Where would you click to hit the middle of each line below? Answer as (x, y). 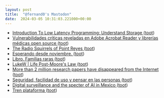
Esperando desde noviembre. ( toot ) (48, 54)
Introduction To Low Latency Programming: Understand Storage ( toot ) (83, 33)
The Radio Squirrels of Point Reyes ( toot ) (53, 49)
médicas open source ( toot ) (40, 43)
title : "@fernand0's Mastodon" (38, 14)
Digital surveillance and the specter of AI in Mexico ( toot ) (70, 85)
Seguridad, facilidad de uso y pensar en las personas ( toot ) (72, 80)
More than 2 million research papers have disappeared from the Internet (85, 69)
